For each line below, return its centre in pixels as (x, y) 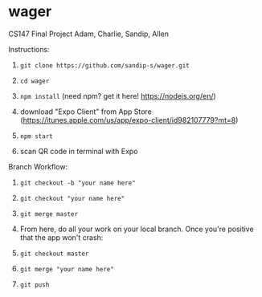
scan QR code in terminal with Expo (79, 151)
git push (35, 285)
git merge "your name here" (67, 269)
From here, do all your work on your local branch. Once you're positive (137, 229)
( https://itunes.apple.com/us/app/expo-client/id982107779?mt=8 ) (129, 120)
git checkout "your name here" (72, 198)
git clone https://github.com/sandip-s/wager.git (105, 65)
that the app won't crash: (61, 237)
